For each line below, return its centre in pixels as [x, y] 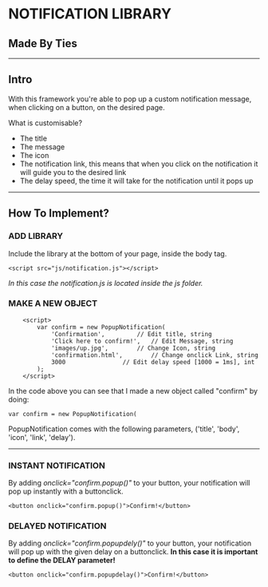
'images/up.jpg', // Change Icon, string [133, 348]
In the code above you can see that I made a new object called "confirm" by [133, 391]
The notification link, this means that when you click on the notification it [139, 164]
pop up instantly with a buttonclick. [66, 491]
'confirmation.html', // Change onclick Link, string [155, 355]
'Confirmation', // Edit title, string [132, 334]
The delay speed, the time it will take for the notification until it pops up [136, 180]
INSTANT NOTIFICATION [57, 466]
